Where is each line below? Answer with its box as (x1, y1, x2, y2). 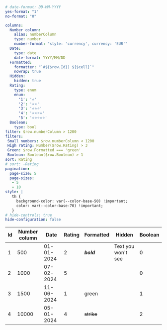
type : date (14, 50, 37, 55)
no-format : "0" (5, 13, 37, 19)
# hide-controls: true (5, 213, 52, 218)
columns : (5, 23, 23, 28)
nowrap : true (14, 69, 41, 74)
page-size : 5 (9, 171, 37, 176)
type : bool (14, 124, 37, 129)
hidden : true (14, 78, 41, 84)
